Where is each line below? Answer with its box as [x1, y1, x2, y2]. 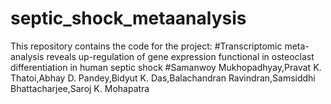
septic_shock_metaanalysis [10, 7, 247, 30]
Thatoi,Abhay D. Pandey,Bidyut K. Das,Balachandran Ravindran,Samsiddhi [10, 72, 316, 84]
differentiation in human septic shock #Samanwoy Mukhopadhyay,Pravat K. [10, 61, 322, 73]
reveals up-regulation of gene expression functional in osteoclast [46, 50, 315, 62]
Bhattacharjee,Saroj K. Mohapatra [10, 82, 150, 94]
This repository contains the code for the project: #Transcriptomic [10, 40, 283, 52]
